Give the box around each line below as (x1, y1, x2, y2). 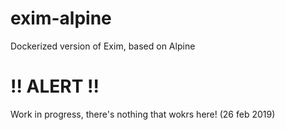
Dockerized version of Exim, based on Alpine (10, 40, 196, 52)
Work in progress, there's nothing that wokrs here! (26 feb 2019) (10, 108, 276, 120)
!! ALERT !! (10, 75, 100, 98)
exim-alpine (10, 7, 112, 30)
